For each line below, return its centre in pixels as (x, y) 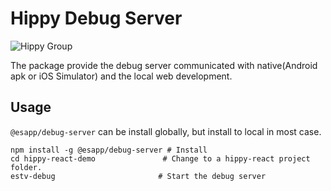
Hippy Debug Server (96, 18)
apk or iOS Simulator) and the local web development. (121, 76)
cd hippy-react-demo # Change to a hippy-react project (160, 158)
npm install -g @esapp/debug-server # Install (109, 150)
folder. (26, 167)
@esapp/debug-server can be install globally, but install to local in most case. (166, 131)
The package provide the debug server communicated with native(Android (164, 65)
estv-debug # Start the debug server (138, 176)
